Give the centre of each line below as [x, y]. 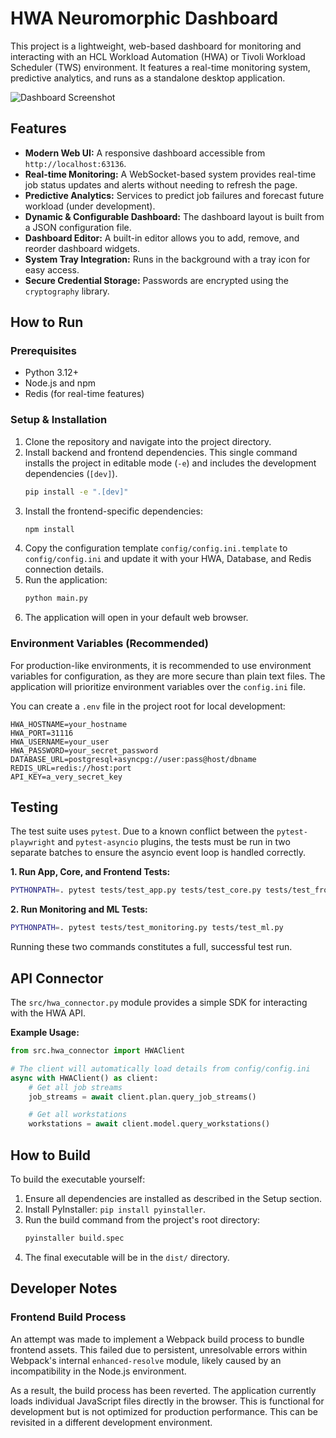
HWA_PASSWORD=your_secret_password [84, 750]
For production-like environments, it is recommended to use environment [161, 665]
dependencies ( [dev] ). [71, 473]
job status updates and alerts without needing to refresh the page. [161, 184]
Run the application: [66, 580]
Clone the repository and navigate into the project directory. [148, 441]
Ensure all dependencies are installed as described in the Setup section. [173, 1198]
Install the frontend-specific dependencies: [113, 511]
